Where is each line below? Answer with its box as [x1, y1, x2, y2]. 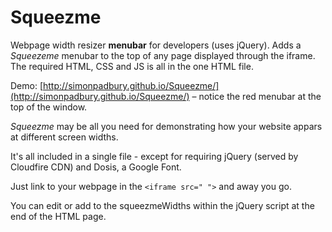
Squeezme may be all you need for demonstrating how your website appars [10, 120, 323, 132]
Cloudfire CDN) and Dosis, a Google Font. [10, 161, 182, 173]
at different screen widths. [10, 131, 119, 143]
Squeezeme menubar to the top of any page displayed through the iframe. [10, 49, 316, 61]
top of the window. [10, 101, 88, 113]
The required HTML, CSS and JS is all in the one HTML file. [10, 60, 254, 72]
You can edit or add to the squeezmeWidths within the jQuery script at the [10, 199, 315, 211]
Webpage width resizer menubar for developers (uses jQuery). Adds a [10, 39, 302, 51]
